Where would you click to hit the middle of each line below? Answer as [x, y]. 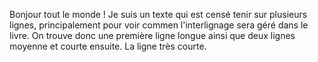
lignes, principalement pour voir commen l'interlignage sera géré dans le [159, 25]
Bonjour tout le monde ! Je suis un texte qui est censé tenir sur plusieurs [158, 14]
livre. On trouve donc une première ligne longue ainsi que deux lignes [152, 35]
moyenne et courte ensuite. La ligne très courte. [108, 46]
